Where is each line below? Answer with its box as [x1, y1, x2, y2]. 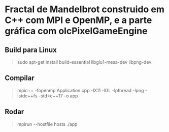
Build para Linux [5, 45, 57, 54]
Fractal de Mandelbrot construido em [5, 4, 164, 15]
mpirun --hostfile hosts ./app [17, 121, 78, 127]
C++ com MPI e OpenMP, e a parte [5, 14, 152, 26]
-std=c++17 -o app [38, 93, 78, 99]
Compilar [5, 74, 35, 83]
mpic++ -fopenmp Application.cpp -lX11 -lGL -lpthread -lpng [17, 87, 144, 93]
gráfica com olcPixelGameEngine [5, 25, 148, 37]
